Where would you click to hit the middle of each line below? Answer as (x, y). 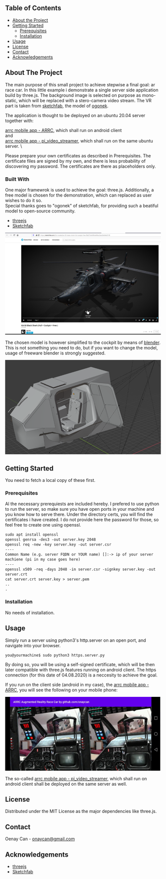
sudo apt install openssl (32, 535)
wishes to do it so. (24, 200)
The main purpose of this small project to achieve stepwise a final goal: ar (80, 84)
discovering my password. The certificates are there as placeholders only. (81, 166)
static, (11, 100)
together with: (19, 121)
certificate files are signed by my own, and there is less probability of (75, 161)
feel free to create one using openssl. (43, 525)
